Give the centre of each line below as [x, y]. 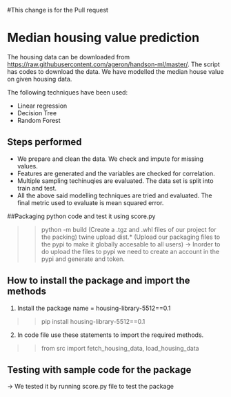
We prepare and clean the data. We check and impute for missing [110, 159]
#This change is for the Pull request [58, 10]
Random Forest [39, 120]
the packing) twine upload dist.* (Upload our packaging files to [131, 237]
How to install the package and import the [99, 281]
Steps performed [44, 142]
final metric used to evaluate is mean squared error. [90, 202]
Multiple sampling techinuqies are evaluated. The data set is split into [115, 181]
